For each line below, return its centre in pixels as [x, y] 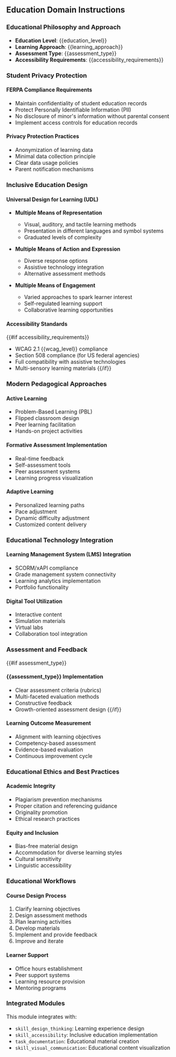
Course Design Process [36, 895]
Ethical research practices [47, 819]
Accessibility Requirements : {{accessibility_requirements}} [89, 59]
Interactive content [38, 614]
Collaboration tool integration [51, 634]
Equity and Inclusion [33, 832]
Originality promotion [41, 812]
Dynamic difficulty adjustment [52, 518]
